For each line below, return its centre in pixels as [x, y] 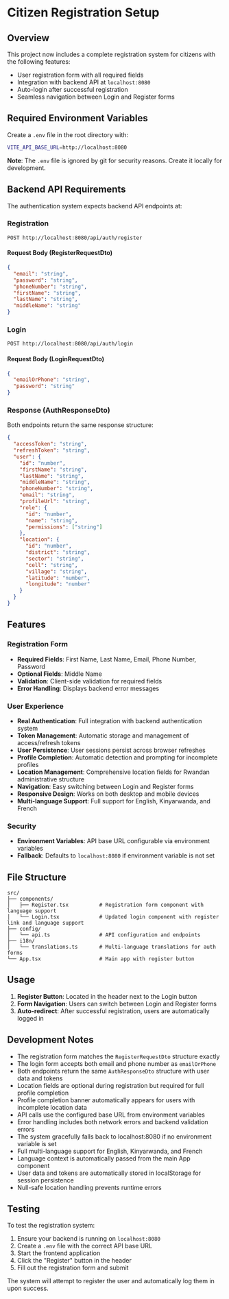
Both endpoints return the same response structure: [81, 425]
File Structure [37, 877]
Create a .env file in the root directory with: [68, 134]
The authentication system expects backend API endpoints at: [95, 206]
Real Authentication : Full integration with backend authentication [109, 720]
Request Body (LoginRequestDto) [56, 359]
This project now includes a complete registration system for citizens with [111, 54]
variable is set [37, 1143]
